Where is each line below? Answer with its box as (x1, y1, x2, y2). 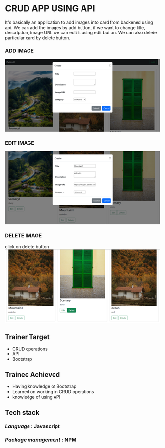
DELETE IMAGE (5, 232, 42, 239)
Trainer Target (5, 333, 50, 341)
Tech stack (5, 408, 40, 416)
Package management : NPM (5, 436, 77, 443)
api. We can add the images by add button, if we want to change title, (5, 24, 146, 30)
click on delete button (5, 243, 49, 249)
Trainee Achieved (5, 370, 60, 379)
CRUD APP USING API (5, 3, 95, 14)
